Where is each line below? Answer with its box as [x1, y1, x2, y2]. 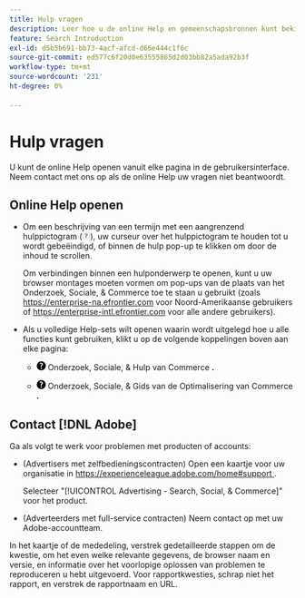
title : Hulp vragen [9, 15, 84, 24]
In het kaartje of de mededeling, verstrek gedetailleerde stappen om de [9, 540, 276, 551]
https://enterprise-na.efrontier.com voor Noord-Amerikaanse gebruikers [22, 297, 293, 308]
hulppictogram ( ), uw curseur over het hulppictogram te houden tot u [22, 231, 289, 242]
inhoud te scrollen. [22, 250, 93, 261]
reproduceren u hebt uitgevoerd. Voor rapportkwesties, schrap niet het [9, 569, 274, 580]
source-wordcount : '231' [9, 73, 103, 82]
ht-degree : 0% [9, 82, 64, 91]
